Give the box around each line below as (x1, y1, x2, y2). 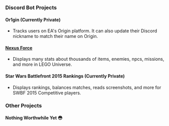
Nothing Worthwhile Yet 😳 (5, 115, 63, 121)
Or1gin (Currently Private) (5, 17, 61, 23)
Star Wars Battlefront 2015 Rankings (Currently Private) (5, 73, 125, 79)
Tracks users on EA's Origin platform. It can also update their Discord (12, 28, 157, 34)
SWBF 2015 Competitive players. (12, 90, 81, 96)
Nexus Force (5, 45, 33, 51)
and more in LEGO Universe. (12, 61, 72, 67)
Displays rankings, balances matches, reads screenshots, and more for (12, 84, 161, 90)
